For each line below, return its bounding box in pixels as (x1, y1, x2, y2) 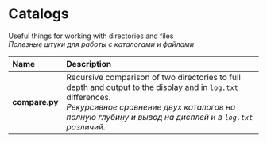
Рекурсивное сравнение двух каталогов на (66, 101, 236, 112)
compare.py (12, 96, 59, 107)
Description (66, 58, 112, 69)
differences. (66, 91, 111, 102)
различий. (66, 121, 106, 132)
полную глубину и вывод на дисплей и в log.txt (66, 111, 253, 122)
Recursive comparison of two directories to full (66, 71, 241, 83)
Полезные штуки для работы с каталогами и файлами (8, 39, 195, 48)
